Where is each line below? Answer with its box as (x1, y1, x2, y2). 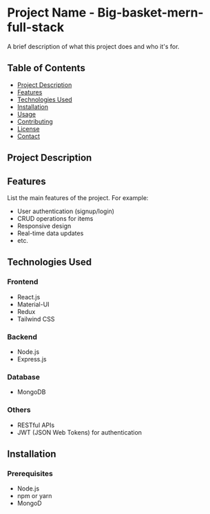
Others (7, 405, 31, 415)
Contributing (17, 117, 53, 126)
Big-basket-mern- (97, 5, 204, 21)
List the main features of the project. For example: (7, 193, 149, 201)
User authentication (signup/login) (17, 207, 115, 215)
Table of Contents (7, 62, 86, 74)
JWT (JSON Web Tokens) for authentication (17, 428, 143, 436)
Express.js (17, 355, 47, 363)
